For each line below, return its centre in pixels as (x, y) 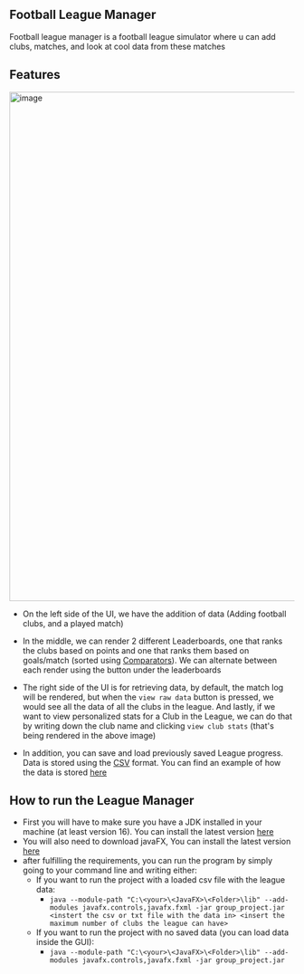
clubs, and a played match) (73, 623)
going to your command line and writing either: (109, 870)
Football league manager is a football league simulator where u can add (142, 36)
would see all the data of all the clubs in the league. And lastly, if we (149, 706)
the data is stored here (64, 772)
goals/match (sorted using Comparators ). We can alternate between (150, 660)
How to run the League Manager (102, 801)
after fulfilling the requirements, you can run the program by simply (147, 861)
